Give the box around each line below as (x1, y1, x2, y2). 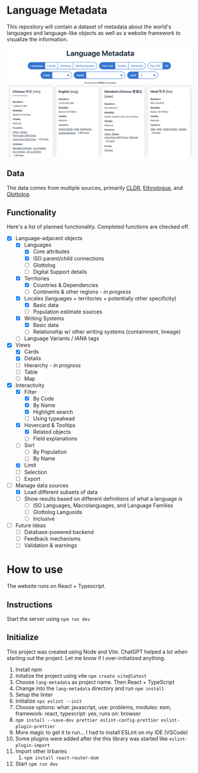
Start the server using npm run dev (7, 616, 90, 623)
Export (24, 475, 41, 482)
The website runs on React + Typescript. (7, 583, 106, 590)
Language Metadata (7, 4, 108, 17)
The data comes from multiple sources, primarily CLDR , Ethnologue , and (7, 184, 183, 191)
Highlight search (33, 408, 73, 415)
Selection (24, 468, 47, 476)
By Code (33, 394, 54, 402)
